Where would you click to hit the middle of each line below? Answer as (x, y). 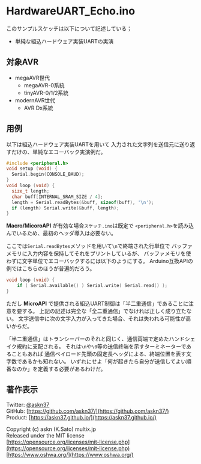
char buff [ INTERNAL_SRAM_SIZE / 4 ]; (57, 197)
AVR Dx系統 (38, 108)
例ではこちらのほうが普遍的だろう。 (51, 268)
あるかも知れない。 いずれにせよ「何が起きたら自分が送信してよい (104, 361)
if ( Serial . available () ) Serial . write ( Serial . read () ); (92, 286)
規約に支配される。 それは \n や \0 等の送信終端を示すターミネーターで (101, 346)
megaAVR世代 (32, 78)
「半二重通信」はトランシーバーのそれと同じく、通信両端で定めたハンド (95, 339)
